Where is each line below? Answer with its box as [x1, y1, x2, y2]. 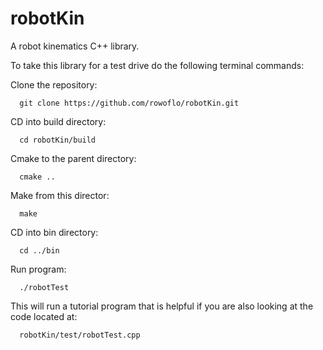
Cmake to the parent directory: [10, 152, 137, 164]
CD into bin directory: [10, 226, 99, 238]
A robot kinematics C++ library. [10, 40, 140, 52]
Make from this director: [10, 189, 110, 201]
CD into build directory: [10, 115, 107, 127]
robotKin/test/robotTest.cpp [19, 330, 141, 340]
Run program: [10, 263, 67, 275]
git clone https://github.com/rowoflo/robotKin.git [19, 98, 240, 108]
